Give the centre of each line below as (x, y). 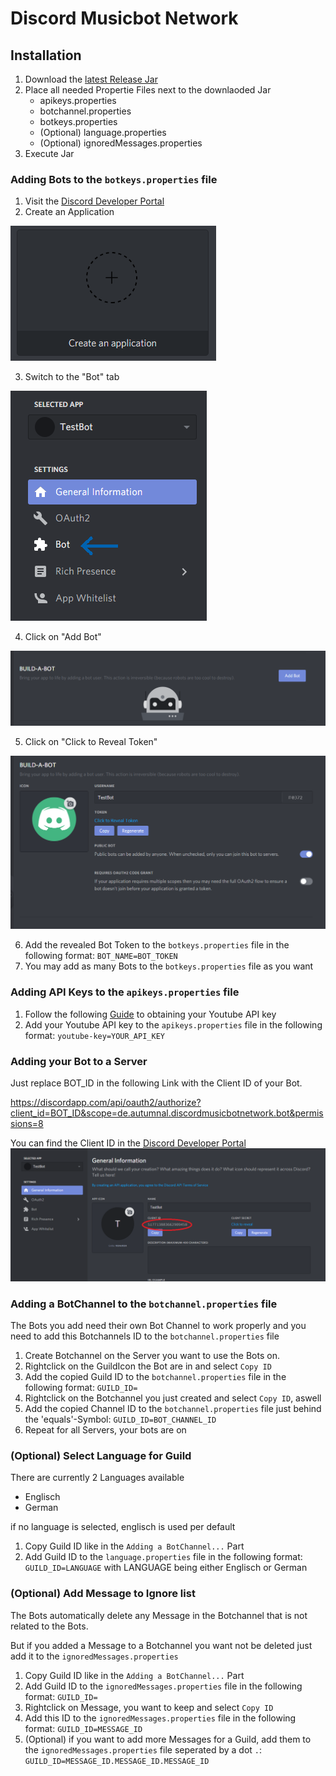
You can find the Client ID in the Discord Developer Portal (128, 1143)
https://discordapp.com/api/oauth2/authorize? (106, 1103)
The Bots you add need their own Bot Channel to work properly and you (158, 1325)
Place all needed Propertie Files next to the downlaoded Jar (148, 90)
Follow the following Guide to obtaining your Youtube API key (150, 1014)
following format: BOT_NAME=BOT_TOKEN (101, 956)
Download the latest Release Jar (91, 79)
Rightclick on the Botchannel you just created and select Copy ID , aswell (173, 1398)
